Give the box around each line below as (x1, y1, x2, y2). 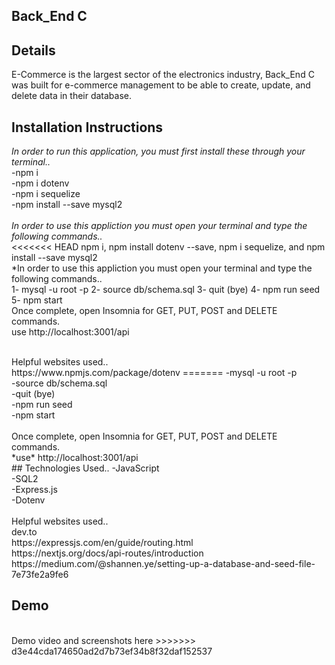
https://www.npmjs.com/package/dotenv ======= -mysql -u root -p (11, 367, 298, 379)
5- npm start (11, 294, 63, 306)
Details (11, 42, 56, 59)
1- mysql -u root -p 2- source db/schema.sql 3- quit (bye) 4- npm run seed (11, 284, 321, 296)
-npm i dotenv (11, 177, 70, 189)
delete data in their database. (11, 90, 133, 102)
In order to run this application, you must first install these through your (11, 145, 306, 158)
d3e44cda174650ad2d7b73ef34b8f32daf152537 (11, 645, 213, 657)
